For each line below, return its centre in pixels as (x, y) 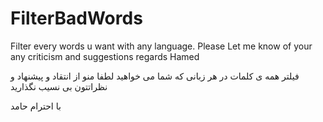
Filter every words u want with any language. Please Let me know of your (161, 46)
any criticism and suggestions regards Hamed (105, 56)
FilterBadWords (76, 18)
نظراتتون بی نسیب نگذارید (59, 86)
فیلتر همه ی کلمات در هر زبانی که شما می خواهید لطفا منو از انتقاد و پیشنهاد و (155, 76)
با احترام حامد (36, 106)
